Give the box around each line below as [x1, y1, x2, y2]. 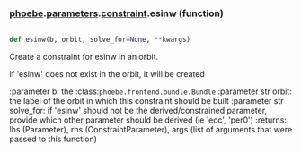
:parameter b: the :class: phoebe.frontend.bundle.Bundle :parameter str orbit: [9, 86, 292, 97]
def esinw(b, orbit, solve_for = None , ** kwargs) [9, 35, 191, 45]
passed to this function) [9, 133, 97, 145]
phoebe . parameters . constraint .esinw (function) [9, 7, 225, 20]
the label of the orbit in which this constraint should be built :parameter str [9, 96, 285, 106]
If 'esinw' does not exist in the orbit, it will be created [9, 69, 205, 80]
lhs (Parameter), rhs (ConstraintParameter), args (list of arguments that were [9, 124, 293, 135]
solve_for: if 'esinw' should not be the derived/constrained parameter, [9, 106, 268, 116]
